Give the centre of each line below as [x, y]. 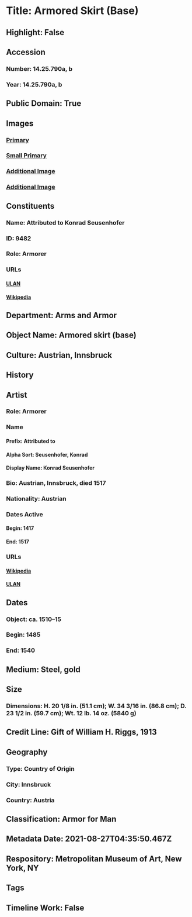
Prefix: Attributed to [31, 441]
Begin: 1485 [23, 635]
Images [20, 123]
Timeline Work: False [45, 908]
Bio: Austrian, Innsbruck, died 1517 [56, 483]
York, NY [22, 868]
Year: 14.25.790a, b [34, 84]
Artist [17, 395]
